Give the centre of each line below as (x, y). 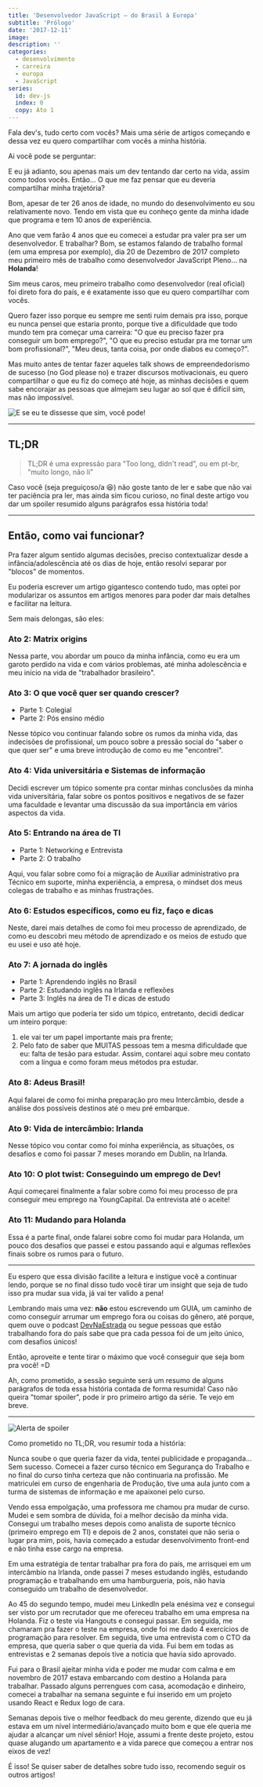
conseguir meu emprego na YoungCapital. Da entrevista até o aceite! (119, 1200)
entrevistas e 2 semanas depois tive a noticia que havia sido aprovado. (122, 1654)
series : (21, 88)
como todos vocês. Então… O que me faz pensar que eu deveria (112, 180)
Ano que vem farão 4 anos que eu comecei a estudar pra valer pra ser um (127, 235)
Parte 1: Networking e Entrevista (71, 850)
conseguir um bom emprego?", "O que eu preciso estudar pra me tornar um (130, 341)
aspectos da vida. (37, 812)
